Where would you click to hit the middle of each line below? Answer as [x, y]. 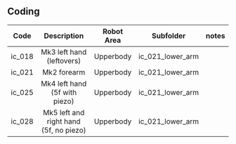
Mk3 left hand [64, 52]
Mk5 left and [64, 112]
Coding [24, 12]
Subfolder [169, 36]
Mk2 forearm [64, 72]
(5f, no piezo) [64, 130]
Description [64, 36]
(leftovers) [64, 60]
